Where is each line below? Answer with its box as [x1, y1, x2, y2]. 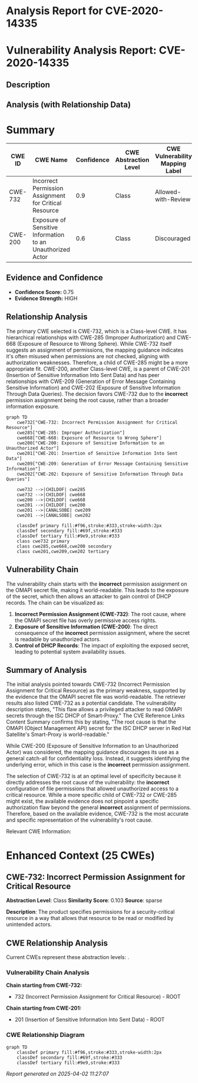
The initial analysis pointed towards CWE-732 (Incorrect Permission [6, 680, 170, 688]
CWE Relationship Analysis [6, 938, 108, 948]
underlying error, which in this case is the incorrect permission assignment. [6, 761, 190, 768]
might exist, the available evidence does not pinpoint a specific [6, 798, 159, 805]
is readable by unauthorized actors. [14, 636, 101, 643]
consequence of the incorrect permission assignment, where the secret [14, 629, 190, 636]
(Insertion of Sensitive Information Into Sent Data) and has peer [6, 371, 160, 378]
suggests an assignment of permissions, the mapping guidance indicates [6, 346, 184, 354]
